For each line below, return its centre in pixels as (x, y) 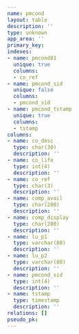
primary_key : (26, 45)
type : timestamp (36, 300)
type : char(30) (35, 147)
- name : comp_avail (35, 199)
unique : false (33, 90)
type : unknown (27, 33)
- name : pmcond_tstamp (39, 109)
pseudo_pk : (23, 320)
